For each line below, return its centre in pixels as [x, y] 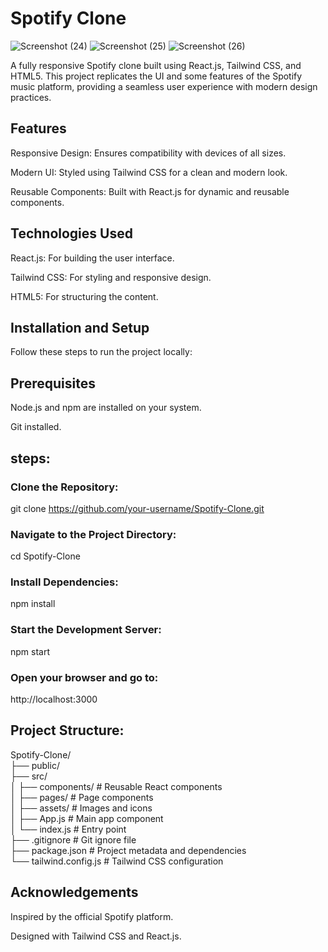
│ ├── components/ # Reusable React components [116, 786]
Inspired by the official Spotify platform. [92, 916]
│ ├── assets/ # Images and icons [81, 808]
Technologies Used [71, 233]
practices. [31, 97]
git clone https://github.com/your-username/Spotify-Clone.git [137, 508]
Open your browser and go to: [84, 677]
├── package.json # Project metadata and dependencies [128, 850]
